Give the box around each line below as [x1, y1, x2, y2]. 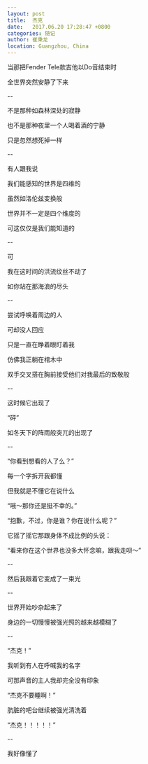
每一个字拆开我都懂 [7, 472, 63, 480]
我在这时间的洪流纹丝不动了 [7, 268, 87, 275]
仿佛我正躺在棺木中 [7, 355, 63, 363]
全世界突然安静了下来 [7, 78, 68, 86]
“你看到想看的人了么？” [7, 457, 75, 465]
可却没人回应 [7, 326, 44, 333]
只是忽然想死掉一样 [7, 136, 63, 144]
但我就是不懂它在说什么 [7, 487, 75, 494]
